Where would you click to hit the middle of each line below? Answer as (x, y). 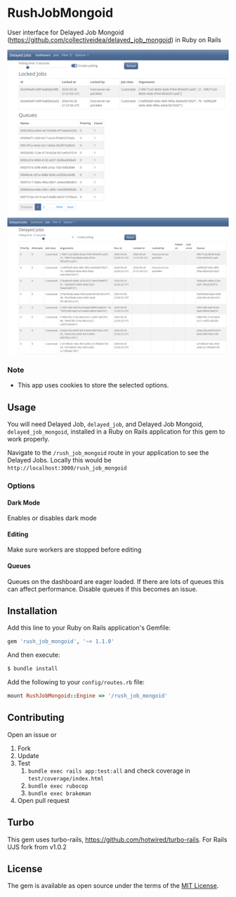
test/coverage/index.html (66, 778)
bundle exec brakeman (59, 793)
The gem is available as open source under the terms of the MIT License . (113, 886)
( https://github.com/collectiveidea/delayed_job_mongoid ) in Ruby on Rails (114, 39)
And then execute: (34, 655)
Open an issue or (32, 734)
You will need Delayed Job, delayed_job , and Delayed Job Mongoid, (105, 424)
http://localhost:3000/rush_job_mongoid (67, 468)
